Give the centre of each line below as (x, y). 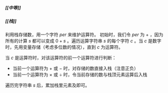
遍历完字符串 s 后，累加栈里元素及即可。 (47, 85)
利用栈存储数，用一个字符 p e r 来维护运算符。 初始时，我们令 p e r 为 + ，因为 (84, 34)
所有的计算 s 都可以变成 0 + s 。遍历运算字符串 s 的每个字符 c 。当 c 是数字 (83, 41)
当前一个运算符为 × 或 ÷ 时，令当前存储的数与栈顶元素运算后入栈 (80, 74)
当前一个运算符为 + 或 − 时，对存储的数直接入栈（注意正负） (75, 68)
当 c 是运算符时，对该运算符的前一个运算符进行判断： (61, 58)
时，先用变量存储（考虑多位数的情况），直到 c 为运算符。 (64, 47)
